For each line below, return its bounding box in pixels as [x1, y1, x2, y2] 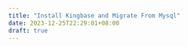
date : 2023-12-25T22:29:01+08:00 [8, 19, 120, 27]
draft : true [8, 26, 48, 34]
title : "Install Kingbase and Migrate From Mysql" [8, 11, 181, 20]
